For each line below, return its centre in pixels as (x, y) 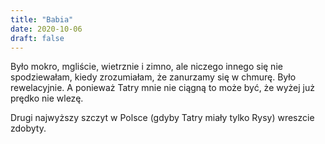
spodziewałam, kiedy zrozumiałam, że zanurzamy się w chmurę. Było (153, 77)
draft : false (37, 38)
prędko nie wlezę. (47, 98)
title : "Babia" (42, 19)
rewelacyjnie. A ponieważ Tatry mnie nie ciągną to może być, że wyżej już (162, 88)
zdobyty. (28, 128)
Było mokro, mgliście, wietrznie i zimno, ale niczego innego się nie (146, 67)
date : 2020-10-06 (46, 29)
